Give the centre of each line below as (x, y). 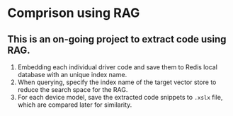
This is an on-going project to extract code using (117, 39)
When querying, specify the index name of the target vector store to (117, 82)
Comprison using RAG (74, 13)
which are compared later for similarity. (75, 105)
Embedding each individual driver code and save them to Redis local (118, 67)
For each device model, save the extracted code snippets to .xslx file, (120, 97)
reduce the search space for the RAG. (73, 89)
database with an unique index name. (72, 75)
